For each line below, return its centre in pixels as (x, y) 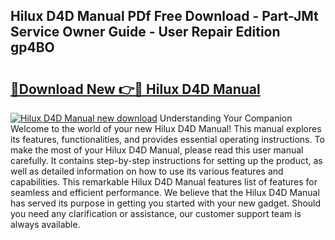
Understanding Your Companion (226, 118)
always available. (45, 224)
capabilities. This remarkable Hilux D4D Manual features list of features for (164, 182)
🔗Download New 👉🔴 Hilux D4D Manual (135, 89)
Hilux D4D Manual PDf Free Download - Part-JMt (164, 16)
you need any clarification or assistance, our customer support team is (156, 213)
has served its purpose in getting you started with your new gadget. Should (166, 203)
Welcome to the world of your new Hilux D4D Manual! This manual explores (166, 128)
